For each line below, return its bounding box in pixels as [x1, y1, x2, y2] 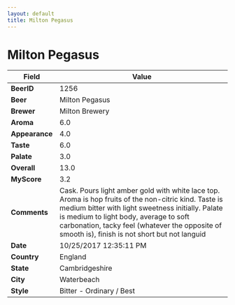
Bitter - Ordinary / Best [59, 286, 135, 296]
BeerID [10, 84, 34, 94]
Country [10, 252, 39, 262]
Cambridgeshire [59, 263, 113, 273]
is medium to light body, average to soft [59, 212, 190, 222]
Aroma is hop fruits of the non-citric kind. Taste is [59, 195, 224, 204]
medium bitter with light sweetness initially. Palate [59, 203, 223, 213]
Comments [10, 207, 49, 217]
